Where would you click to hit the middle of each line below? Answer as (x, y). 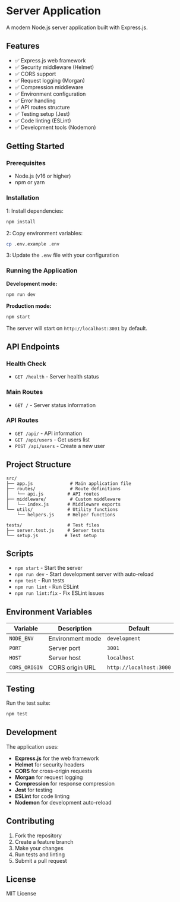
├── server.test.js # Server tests (56, 530)
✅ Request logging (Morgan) (50, 80)
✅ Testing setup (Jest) (42, 113)
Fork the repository (38, 835)
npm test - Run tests (40, 581)
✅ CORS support (35, 74)
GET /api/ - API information (48, 433)
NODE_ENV (21, 639)
